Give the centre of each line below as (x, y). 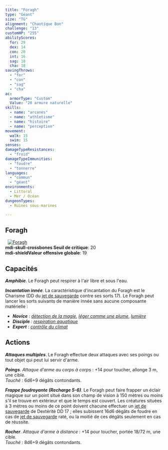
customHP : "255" (22, 33)
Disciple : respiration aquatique (45, 321)
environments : (20, 187)
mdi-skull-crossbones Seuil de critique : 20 (50, 248)
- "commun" (21, 178)
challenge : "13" (22, 29)
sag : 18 (18, 61)
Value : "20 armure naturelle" (41, 103)
